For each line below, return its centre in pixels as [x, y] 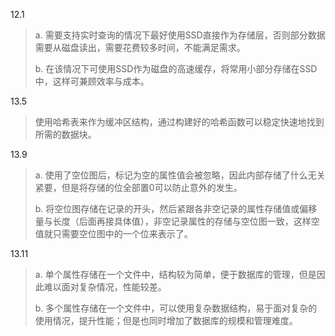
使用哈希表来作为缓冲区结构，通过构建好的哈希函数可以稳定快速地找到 [179, 122]
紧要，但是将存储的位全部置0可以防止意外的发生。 [138, 187]
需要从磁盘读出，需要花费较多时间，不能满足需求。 [140, 47]
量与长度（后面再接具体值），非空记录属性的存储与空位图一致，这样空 [177, 221]
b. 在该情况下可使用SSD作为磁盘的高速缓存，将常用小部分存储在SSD [176, 68]
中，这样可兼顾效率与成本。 [92, 81]
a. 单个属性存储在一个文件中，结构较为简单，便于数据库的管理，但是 [175, 274]
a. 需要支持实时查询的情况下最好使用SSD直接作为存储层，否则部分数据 [180, 35]
